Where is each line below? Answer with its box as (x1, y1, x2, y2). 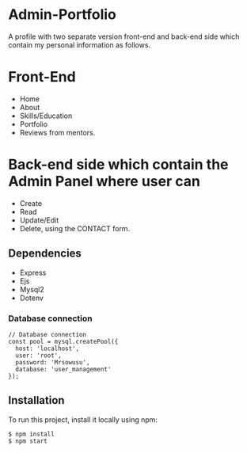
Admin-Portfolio (8, 6, 117, 24)
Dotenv (19, 293, 44, 303)
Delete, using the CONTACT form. (19, 223, 131, 233)
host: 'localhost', (15, 345, 80, 352)
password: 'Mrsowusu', (15, 358, 90, 366)
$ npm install (8, 430, 55, 438)
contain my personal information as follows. (8, 40, 151, 49)
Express (19, 268, 47, 277)
